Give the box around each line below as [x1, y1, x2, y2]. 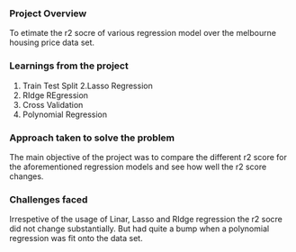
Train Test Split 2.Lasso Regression [22, 80, 153, 91]
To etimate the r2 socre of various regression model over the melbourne [9, 28, 277, 39]
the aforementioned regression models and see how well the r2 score [9, 161, 267, 172]
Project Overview [9, 7, 87, 20]
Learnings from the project [9, 59, 129, 72]
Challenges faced [9, 193, 88, 205]
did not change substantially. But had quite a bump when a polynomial [9, 223, 270, 234]
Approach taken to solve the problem [9, 131, 175, 144]
